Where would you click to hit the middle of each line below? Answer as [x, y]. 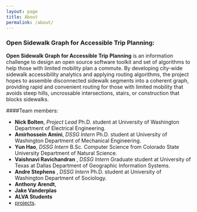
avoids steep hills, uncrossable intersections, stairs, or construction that [93, 93]
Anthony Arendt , [35, 184]
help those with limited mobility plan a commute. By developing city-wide [94, 68]
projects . [25, 203]
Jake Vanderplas [35, 190]
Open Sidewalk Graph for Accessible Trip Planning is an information [90, 56]
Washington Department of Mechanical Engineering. [78, 141]
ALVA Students [33, 196]
